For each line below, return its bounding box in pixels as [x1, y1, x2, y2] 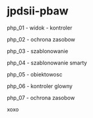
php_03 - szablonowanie [7, 47, 68, 55]
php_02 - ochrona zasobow [7, 36, 75, 43]
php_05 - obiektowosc [7, 70, 63, 78]
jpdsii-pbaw [7, 4, 69, 18]
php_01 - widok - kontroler [7, 24, 72, 31]
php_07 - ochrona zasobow [7, 94, 75, 101]
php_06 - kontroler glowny [7, 82, 73, 90]
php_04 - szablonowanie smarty [7, 59, 87, 66]
